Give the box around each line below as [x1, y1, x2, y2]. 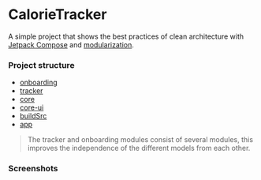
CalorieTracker [8, 6, 107, 24]
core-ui [19, 103, 44, 112]
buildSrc [19, 111, 47, 121]
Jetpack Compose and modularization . [8, 39, 134, 49]
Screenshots [8, 163, 58, 174]
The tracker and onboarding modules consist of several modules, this [27, 135, 254, 144]
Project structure [8, 59, 75, 70]
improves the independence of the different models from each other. [27, 144, 251, 153]
